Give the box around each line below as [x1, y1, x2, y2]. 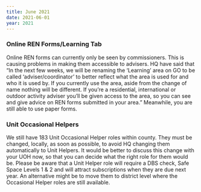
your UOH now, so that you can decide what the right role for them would [6, 153, 188, 160]
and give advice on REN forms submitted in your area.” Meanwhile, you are [6, 98, 193, 106]
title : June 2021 [6, 8, 50, 15]
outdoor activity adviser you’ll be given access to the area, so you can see [6, 92, 191, 100]
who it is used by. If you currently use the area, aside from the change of [6, 79, 187, 86]
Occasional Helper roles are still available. [6, 179, 110, 186]
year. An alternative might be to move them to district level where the [6, 172, 178, 179]
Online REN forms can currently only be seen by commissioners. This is [6, 54, 184, 61]
